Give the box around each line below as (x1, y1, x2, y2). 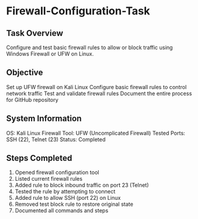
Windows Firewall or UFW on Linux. (6, 50, 94, 57)
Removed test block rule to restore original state (14, 200, 133, 208)
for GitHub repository (6, 96, 59, 103)
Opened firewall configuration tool (14, 169, 100, 176)
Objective (6, 68, 44, 78)
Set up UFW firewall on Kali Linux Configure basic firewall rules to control (6, 83, 187, 90)
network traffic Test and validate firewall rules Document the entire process (6, 90, 193, 97)
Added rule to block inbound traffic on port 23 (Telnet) (14, 181, 150, 189)
